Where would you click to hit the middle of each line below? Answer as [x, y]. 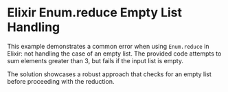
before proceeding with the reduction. [61, 81]
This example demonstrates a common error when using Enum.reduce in [108, 46]
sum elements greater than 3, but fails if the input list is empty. [95, 60]
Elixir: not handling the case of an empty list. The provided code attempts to [114, 54]
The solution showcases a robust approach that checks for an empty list [109, 74]
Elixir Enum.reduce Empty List [95, 13]
